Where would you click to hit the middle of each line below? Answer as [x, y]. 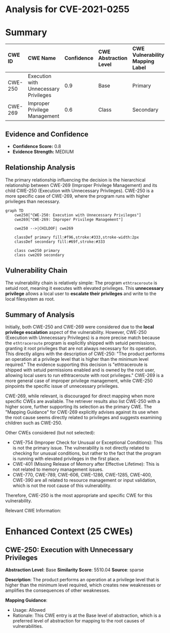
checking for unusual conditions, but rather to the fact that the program [87, 453]
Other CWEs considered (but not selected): [50, 433]
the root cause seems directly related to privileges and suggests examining [83, 418]
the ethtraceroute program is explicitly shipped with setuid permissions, [80, 343]
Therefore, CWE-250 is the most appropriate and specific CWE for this [79, 496]
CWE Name [42, 58]
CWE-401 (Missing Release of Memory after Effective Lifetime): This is [86, 464]
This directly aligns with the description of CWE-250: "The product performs [85, 354]
